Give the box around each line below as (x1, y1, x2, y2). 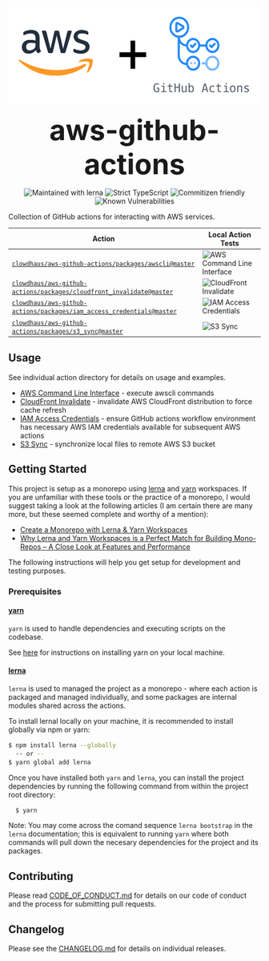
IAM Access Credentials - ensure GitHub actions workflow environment (19, 414, 256, 423)
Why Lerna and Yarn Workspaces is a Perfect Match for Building (19, 533, 232, 543)
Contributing (8, 869, 74, 883)
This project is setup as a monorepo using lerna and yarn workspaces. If (8, 483, 247, 493)
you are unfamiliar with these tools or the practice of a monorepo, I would (8, 492, 251, 502)
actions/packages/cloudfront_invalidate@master (11, 288, 174, 296)
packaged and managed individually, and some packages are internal (8, 692, 238, 701)
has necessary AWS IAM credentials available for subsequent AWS (19, 422, 241, 431)
